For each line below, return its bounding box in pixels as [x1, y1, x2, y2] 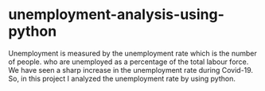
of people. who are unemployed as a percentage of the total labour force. [8, 57, 249, 66]
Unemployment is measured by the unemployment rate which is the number [8, 48, 257, 58]
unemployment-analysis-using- [8, 6, 225, 24]
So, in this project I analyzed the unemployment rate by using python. [8, 74, 236, 83]
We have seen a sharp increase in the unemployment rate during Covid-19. [8, 65, 253, 74]
